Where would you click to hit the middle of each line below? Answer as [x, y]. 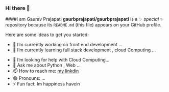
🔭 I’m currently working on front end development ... [68, 45]
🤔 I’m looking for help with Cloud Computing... [61, 60]
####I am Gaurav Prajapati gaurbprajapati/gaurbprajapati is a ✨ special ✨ [85, 19]
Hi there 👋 [18, 8]
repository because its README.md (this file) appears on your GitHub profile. [83, 25]
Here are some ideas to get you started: [47, 35]
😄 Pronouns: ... [29, 78]
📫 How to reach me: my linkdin [46, 71]
